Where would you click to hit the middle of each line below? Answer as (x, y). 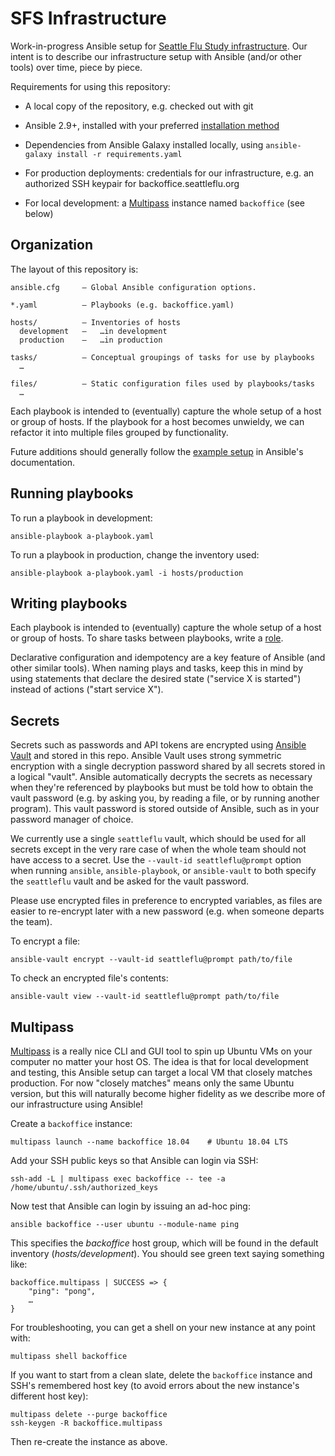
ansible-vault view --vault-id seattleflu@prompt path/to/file (145, 997)
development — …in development (93, 331)
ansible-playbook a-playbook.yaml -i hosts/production (127, 573)
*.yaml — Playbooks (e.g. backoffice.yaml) (122, 305)
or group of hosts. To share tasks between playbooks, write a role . (147, 638)
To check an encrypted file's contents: (89, 978)
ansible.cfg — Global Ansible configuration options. (133, 287)
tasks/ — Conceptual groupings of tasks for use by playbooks (162, 357)
